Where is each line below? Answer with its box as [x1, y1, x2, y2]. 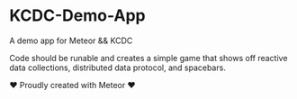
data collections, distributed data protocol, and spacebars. [9, 62, 227, 73]
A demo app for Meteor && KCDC [9, 35, 133, 46]
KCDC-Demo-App [9, 5, 146, 26]
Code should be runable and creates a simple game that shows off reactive [9, 52, 288, 63]
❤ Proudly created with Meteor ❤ [9, 79, 137, 90]
